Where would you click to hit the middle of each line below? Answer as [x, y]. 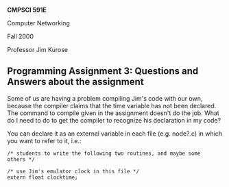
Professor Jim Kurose [38, 50]
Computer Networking [39, 23]
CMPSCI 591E [27, 10]
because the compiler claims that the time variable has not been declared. [112, 105]
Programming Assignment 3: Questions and [103, 71]
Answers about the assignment [75, 82]
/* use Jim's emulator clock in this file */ [73, 171]
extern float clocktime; [43, 177]
